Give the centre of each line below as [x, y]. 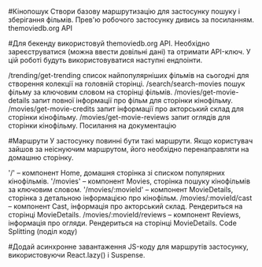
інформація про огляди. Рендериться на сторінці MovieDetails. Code [123, 223]
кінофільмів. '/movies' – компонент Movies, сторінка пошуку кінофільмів [129, 181]
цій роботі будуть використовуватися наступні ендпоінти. [105, 60]
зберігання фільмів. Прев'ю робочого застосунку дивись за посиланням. [131, 20]
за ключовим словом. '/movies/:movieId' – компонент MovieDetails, [121, 189]
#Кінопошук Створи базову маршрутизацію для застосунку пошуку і [124, 11]
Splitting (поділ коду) [43, 231]
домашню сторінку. [41, 158]
